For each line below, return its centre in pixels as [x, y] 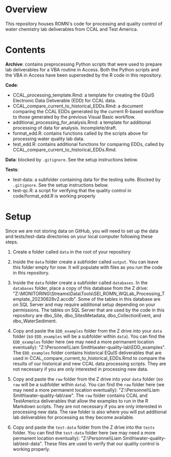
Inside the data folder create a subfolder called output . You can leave [85, 262]
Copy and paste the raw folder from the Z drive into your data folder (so [88, 379]
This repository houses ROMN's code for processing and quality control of [84, 24]
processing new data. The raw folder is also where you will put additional [90, 412]
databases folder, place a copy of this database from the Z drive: [80, 288]
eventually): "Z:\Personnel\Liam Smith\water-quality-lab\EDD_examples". [89, 347]
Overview [26, 10]
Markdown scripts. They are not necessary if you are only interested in [87, 406]
